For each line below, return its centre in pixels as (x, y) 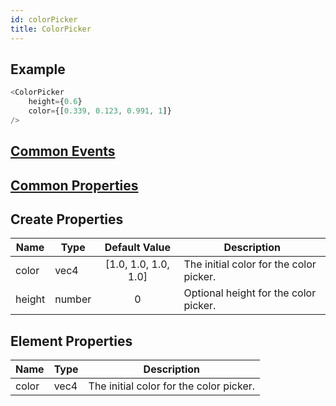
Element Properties (71, 341)
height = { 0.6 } (55, 102)
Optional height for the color (250, 293)
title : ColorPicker (51, 29)
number (73, 299)
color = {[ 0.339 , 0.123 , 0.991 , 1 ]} (100, 111)
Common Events (63, 151)
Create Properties (67, 219)
